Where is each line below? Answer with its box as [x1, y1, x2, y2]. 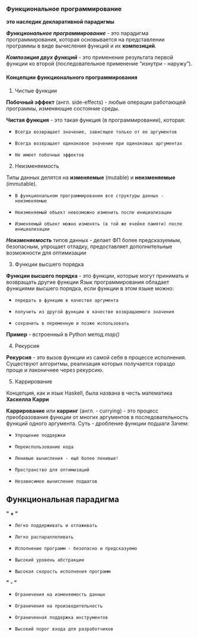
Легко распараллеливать [14, 534, 74, 540]
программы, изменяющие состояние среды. [6, 104, 120, 112]
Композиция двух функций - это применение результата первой [6, 54, 174, 61]
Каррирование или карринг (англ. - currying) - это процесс [6, 407, 159, 414]
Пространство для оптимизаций [14, 466, 90, 473]
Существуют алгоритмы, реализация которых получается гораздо [6, 360, 175, 367]
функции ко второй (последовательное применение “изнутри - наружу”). [6, 60, 193, 67]
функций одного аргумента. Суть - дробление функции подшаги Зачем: [6, 420, 189, 427]
